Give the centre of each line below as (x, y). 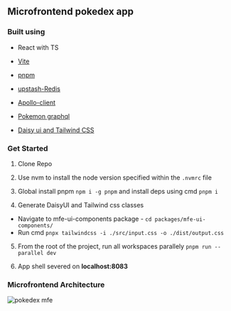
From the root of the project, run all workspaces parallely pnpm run (114, 246)
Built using (26, 32)
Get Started (28, 148)
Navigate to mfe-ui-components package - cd (85, 219)
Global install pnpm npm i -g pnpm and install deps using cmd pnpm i (118, 191)
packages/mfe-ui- (180, 219)
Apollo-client (36, 102)
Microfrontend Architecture (56, 285)
